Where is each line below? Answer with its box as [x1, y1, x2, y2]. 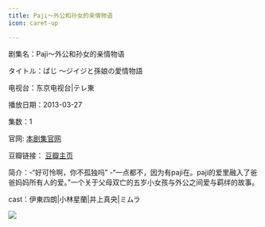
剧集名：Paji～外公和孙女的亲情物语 [8, 49, 125, 58]
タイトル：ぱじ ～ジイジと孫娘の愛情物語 [8, 65, 143, 76]
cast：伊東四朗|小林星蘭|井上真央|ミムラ [8, 194, 141, 204]
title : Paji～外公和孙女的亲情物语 [8, 11, 113, 20]
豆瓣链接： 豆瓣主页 [8, 151, 73, 160]
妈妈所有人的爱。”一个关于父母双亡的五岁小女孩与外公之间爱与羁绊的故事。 [14, 177, 259, 187]
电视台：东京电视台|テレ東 [8, 83, 95, 92]
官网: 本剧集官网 [8, 133, 61, 143]
